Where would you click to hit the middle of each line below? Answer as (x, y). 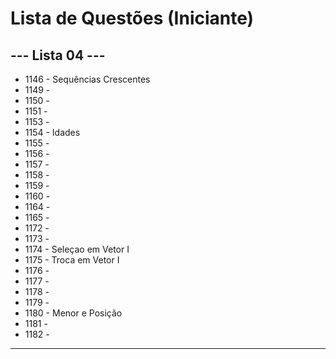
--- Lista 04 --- (58, 55)
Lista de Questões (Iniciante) (132, 18)
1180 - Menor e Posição (73, 313)
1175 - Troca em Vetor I (72, 260)
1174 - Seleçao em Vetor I (77, 249)
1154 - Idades (52, 132)
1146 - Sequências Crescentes (87, 79)
